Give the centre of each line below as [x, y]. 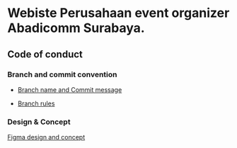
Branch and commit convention [62, 74]
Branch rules [36, 103]
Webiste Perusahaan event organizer [118, 13]
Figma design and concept [46, 137]
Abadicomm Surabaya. [76, 28]
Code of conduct [45, 54]
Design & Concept [39, 122]
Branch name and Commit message [70, 89]
